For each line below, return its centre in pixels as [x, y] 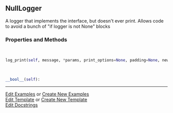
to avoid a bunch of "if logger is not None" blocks [58, 26]
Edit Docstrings [22, 105]
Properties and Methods [36, 40]
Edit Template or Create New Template [46, 99]
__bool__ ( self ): [23, 79]
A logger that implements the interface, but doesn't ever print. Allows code [84, 21]
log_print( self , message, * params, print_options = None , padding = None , [83, 60]
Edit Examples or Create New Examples [47, 94]
